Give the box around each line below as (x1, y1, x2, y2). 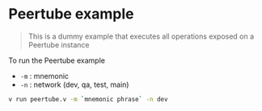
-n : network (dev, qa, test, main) (19, 80, 129, 89)
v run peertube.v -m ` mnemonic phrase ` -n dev (8, 95, 168, 103)
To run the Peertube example (8, 55, 105, 65)
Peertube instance (27, 39, 90, 49)
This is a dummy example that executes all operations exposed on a (27, 31, 255, 41)
